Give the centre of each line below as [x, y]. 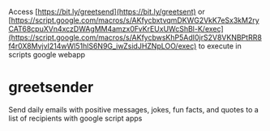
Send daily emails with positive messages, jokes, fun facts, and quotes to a [134, 109]
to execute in [220, 46]
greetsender [51, 87]
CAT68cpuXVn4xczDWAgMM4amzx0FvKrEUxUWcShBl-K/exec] [116, 29]
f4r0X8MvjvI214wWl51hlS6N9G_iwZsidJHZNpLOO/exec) [103, 46]
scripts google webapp [47, 55]
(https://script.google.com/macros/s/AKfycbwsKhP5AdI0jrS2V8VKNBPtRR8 [135, 37]
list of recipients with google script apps [75, 118]
